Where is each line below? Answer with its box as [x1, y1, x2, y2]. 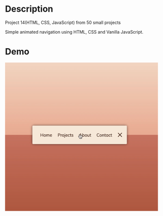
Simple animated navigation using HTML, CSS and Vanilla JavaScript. [5, 29, 144, 35]
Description [5, 3, 53, 15]
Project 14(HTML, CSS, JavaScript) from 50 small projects [5, 20, 121, 25]
